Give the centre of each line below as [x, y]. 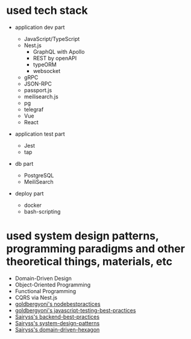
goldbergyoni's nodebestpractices [58, 304]
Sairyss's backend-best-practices [57, 317]
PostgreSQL [39, 175]
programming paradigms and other [96, 249]
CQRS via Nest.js [36, 297]
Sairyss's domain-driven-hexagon [57, 329]
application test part [40, 134]
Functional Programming [45, 291]
